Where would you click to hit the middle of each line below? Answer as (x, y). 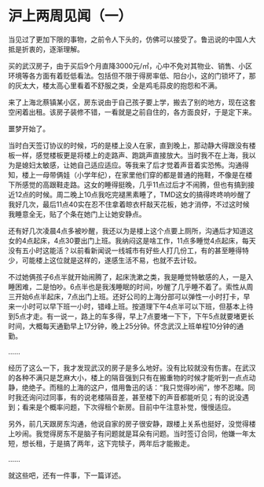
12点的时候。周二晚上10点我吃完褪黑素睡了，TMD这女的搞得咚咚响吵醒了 (133, 194)
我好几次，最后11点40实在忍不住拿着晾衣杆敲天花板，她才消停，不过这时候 (129, 204)
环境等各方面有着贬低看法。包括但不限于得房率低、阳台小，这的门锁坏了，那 (132, 75)
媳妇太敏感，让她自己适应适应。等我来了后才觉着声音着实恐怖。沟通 (132, 165)
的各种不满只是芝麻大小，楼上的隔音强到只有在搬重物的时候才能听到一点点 (128, 377)
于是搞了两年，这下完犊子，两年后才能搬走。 (121, 443)
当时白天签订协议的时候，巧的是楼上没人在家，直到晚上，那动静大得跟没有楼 (132, 145)
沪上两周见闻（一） (70, 16)
